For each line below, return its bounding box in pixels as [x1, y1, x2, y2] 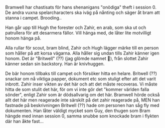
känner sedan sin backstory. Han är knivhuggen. [5, 61, 105, 66]
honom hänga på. [5, 35, 41, 41]
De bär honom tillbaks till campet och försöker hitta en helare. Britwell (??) [5, 70, 157, 76]
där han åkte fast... [5, 118, 44, 124]
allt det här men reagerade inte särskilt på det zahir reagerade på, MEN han [5, 97, 161, 103]
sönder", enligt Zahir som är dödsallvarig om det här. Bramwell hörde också [5, 92, 160, 97]
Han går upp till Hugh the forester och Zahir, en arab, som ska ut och [5, 24, 146, 30]
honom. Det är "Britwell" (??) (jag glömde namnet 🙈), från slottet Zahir [5, 55, 149, 61]
